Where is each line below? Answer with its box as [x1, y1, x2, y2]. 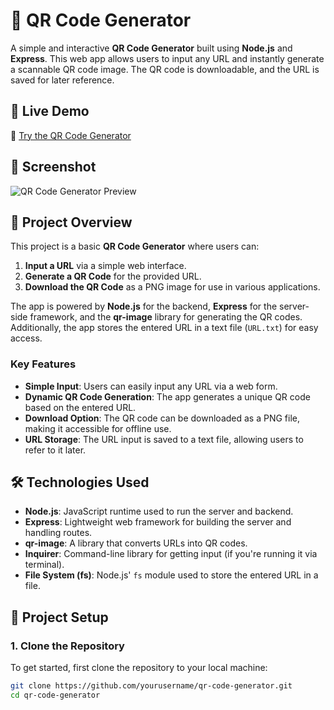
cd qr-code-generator [10, 690, 101, 701]
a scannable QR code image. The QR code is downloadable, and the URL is [10, 63, 320, 75]
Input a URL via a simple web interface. [24, 260, 187, 272]
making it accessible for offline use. [24, 422, 172, 434]
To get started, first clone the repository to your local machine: [10, 662, 268, 674]
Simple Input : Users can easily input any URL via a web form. [24, 380, 278, 392]
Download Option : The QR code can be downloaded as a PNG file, [24, 412, 301, 424]
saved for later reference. [10, 74, 115, 86]
